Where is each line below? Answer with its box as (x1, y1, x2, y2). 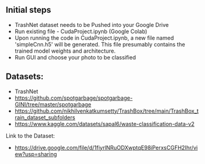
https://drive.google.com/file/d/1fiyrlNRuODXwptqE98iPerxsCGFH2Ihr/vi (14, 144, 198, 151)
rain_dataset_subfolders (14, 113, 75, 121)
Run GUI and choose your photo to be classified (14, 53, 136, 61)
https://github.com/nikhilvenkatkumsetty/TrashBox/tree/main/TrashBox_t (14, 107, 199, 114)
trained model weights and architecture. (14, 47, 116, 54)
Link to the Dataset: (6, 132, 55, 140)
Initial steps (6, 5, 52, 15)
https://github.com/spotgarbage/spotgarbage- (14, 94, 133, 102)
